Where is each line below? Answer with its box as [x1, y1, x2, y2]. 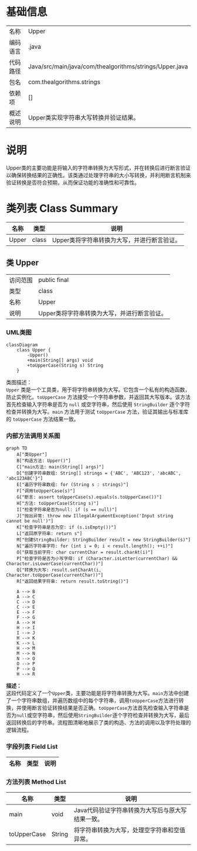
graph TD [6, 446, 28, 451]
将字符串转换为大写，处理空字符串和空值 [73, 826, 186, 834]
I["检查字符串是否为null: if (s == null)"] [16, 507, 117, 513]
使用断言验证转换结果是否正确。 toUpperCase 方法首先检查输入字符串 [21, 704, 184, 712]
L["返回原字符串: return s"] [16, 531, 83, 537]
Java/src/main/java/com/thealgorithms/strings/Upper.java [28, 62, 188, 71]
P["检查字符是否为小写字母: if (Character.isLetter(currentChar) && [16, 556, 178, 562]
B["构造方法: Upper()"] [16, 458, 72, 464]
